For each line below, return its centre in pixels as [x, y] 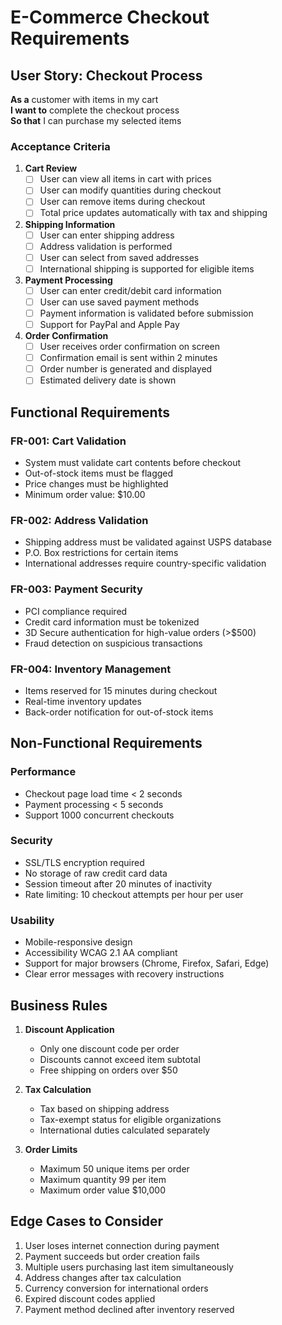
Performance [43, 772]
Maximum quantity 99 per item [103, 1179]
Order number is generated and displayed [126, 369]
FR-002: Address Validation [79, 520]
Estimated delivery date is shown [108, 380]
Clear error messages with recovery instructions [124, 974]
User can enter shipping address [107, 235]
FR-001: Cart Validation [68, 441]
